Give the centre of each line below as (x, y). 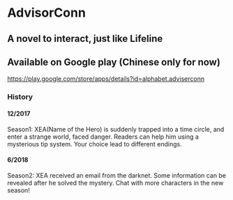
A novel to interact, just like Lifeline (85, 39)
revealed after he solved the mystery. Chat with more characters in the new (115, 183)
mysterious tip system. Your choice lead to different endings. (95, 144)
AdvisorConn (46, 13)
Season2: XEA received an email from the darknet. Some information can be (117, 175)
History (20, 97)
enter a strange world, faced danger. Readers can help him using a (103, 137)
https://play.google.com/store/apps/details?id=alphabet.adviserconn (106, 79)
